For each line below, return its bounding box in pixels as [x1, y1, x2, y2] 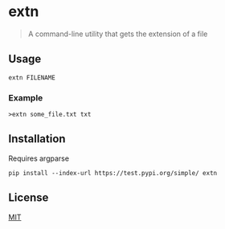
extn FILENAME [8, 73, 56, 82]
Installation [8, 132, 66, 146]
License [8, 191, 49, 205]
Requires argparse [8, 153, 70, 163]
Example [8, 92, 43, 103]
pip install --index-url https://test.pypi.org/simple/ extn [8, 169, 218, 177]
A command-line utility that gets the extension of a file [27, 29, 208, 39]
